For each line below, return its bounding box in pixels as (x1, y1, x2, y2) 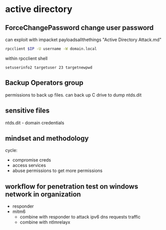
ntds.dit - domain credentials (5, 119, 65, 125)
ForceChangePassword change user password (5, 23, 154, 32)
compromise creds (12, 157, 51, 163)
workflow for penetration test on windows (5, 182, 139, 190)
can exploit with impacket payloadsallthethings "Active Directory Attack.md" (5, 36, 162, 42)
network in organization (5, 190, 81, 198)
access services (12, 162, 46, 168)
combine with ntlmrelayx (19, 219, 71, 225)
